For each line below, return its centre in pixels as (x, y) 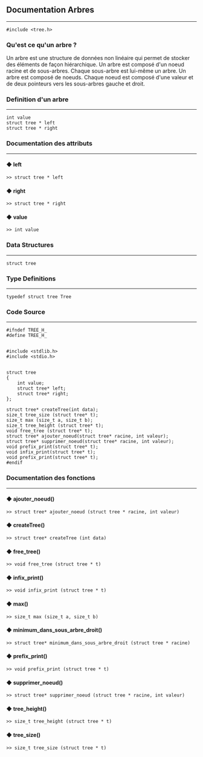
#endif (14, 463)
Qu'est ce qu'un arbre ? (42, 45)
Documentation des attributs (49, 144)
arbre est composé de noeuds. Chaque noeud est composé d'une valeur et (100, 78)
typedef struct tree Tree (39, 296)
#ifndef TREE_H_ (27, 330)
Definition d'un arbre (37, 99)
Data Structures (30, 245)
